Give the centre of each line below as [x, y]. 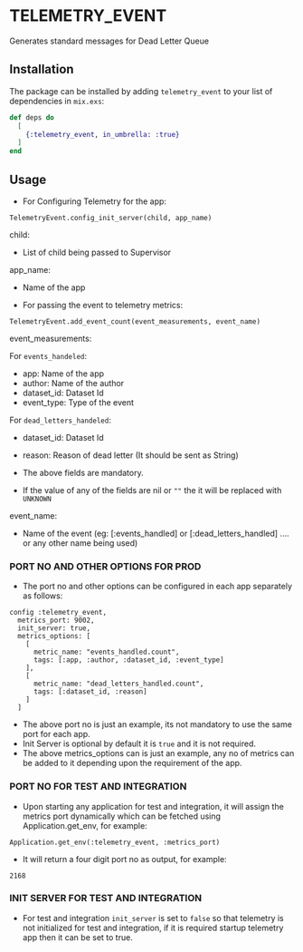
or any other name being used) [80, 543]
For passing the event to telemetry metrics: [103, 305]
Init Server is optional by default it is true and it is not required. [139, 743]
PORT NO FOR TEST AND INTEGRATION [98, 787]
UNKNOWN [37, 499]
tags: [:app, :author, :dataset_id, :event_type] [128, 660]
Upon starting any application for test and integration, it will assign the [153, 806]
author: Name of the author [73, 383]
